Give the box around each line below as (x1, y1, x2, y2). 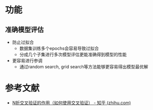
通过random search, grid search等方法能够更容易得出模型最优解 (19, 64, 148, 69)
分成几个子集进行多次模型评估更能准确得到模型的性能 (19, 52, 127, 57)
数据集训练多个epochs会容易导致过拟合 (19, 45, 99, 51)
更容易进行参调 (12, 58, 43, 64)
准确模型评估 (5, 25, 44, 34)
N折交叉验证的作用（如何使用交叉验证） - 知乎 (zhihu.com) (12, 100, 131, 106)
